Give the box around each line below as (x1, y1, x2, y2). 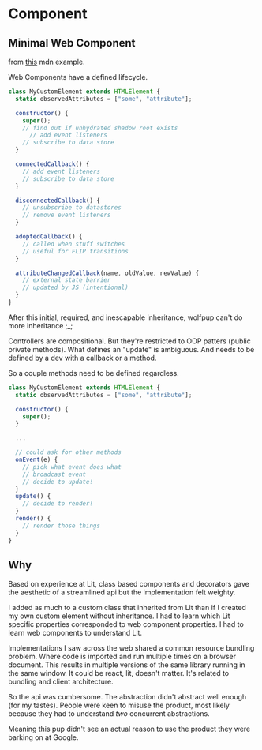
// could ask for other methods (15, 448, 122, 456)
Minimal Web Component (8, 36, 136, 50)
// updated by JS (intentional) (22, 283, 129, 292)
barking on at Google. (8, 733, 79, 742)
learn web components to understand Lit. (8, 628, 143, 638)
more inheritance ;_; (8, 321, 73, 330)
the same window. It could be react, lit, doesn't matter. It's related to (8, 669, 230, 678)
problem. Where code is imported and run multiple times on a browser (8, 652, 237, 662)
